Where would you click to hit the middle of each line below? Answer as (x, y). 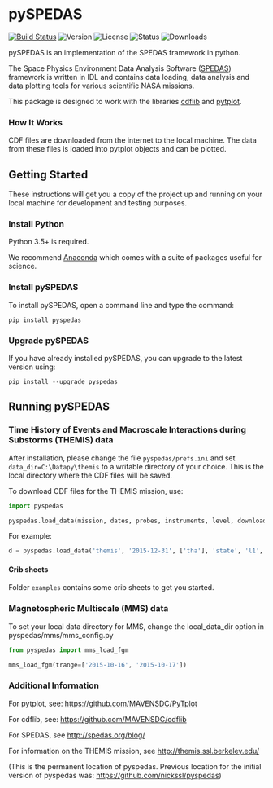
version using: (32, 367)
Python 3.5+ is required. (49, 242)
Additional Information (54, 685)
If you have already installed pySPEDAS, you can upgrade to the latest (126, 358)
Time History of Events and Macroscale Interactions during (127, 430)
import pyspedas (36, 506)
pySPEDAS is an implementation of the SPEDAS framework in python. (125, 52)
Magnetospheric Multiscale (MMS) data (89, 609)
